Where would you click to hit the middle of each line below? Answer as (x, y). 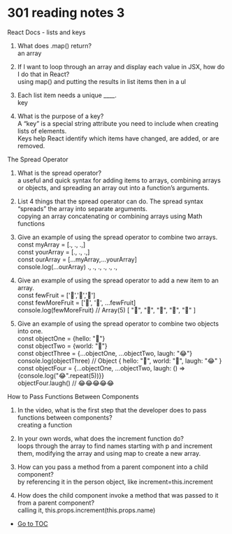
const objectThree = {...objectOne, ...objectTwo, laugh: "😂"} (105, 353)
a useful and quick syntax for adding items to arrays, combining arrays (119, 180)
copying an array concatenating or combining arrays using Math (110, 216)
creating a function (44, 425)
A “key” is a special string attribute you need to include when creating (118, 123)
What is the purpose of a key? (60, 116)
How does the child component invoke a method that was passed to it (118, 495)
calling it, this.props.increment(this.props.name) (86, 510)
